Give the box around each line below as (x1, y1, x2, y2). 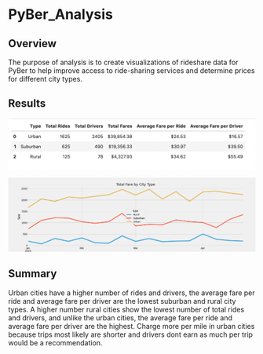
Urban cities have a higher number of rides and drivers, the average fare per (8, 288, 255, 297)
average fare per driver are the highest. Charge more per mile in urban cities (8, 321, 255, 330)
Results (8, 97, 46, 111)
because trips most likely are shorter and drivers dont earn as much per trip (8, 330, 254, 339)
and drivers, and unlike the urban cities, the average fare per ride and (8, 312, 233, 323)
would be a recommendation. (8, 338, 103, 347)
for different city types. (8, 75, 82, 83)
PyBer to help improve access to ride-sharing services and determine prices (8, 66, 255, 75)
